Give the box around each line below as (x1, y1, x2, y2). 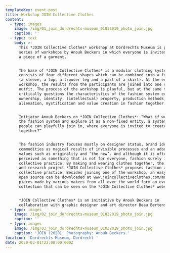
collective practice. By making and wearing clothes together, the (18, 161, 164, 166)
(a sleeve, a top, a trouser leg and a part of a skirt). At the (18, 77, 159, 82)
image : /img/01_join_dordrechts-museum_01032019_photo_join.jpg (14, 26, 153, 31)
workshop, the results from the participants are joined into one (18, 82, 162, 87)
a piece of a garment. (18, 54, 67, 60)
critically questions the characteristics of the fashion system (18, 91, 159, 96)
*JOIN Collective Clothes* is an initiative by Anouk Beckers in (18, 197, 159, 203)
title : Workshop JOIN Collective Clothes (5, 12, 94, 17)
